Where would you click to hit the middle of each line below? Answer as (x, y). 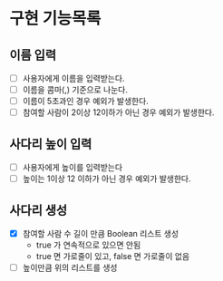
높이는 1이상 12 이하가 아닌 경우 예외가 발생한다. (107, 179)
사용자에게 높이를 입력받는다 (73, 168)
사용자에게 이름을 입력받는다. (73, 78)
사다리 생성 (39, 210)
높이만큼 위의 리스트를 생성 (70, 267)
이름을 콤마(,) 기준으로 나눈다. (75, 90)
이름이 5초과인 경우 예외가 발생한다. (86, 102)
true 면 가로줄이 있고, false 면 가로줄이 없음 (113, 257)
